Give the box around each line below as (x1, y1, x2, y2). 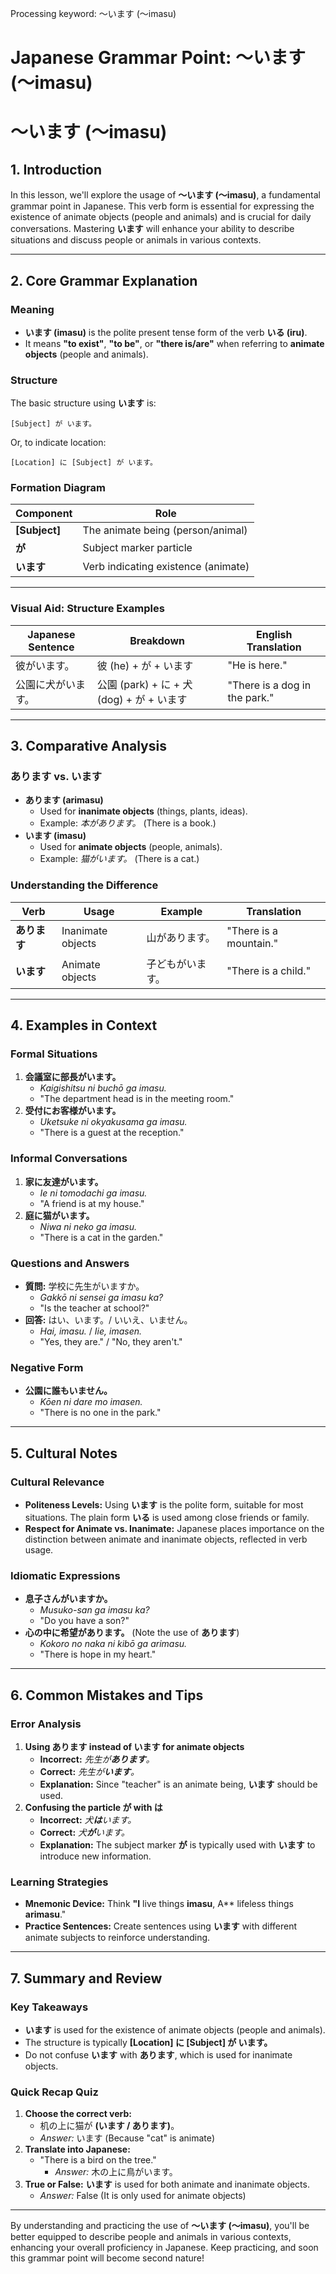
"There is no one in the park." (39, 1407, 162, 1419)
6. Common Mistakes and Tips (10, 1687, 204, 1704)
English (256, 627, 293, 641)
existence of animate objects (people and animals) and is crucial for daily (10, 211, 312, 223)
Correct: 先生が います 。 (39, 1766, 140, 1777)
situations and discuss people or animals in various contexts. (10, 234, 262, 246)
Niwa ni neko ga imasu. (39, 1220, 138, 1232)
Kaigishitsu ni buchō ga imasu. (39, 1082, 167, 1094)
